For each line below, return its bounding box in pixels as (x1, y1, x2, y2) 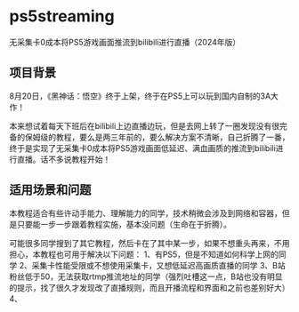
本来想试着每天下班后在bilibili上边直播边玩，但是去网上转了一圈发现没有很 (9, 120, 280, 131)
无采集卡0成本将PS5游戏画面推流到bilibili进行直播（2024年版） (9, 36, 241, 47)
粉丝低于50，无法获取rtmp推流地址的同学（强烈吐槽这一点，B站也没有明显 (9, 271, 283, 282)
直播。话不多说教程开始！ (16, 154, 111, 164)
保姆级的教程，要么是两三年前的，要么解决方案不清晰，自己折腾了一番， (24, 132, 290, 142)
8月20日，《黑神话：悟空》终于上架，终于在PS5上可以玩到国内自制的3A (9, 91, 271, 101)
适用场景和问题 (9, 182, 92, 197)
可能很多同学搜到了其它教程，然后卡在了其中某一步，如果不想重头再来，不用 (9, 237, 290, 248)
